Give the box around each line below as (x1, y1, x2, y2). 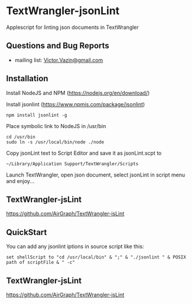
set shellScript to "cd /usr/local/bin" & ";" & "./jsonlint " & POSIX (6, 254, 186, 260)
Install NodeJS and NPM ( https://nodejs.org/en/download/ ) (6, 89, 150, 96)
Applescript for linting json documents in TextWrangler (6, 24, 139, 31)
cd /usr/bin (6, 134, 35, 140)
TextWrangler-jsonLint (6, 4, 120, 18)
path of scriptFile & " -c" (6, 260, 76, 266)
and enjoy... (6, 177, 34, 184)
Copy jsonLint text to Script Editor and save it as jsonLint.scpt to (6, 149, 162, 156)
